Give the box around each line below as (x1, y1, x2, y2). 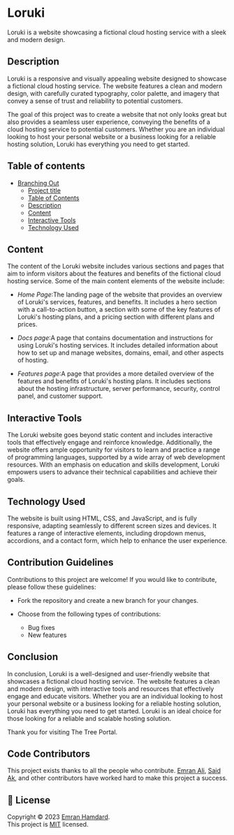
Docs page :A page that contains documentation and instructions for (17, 334, 213, 342)
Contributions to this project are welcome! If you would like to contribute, (7, 575, 217, 583)
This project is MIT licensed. (7, 820, 89, 829)
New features (27, 631, 67, 639)
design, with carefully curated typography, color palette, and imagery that (7, 89, 220, 97)
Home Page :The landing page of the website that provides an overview (17, 290, 223, 299)
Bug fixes (27, 623, 56, 631)
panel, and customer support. (17, 392, 103, 400)
